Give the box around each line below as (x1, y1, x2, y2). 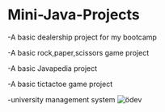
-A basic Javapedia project (7, 63, 98, 73)
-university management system (7, 94, 116, 104)
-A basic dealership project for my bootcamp (7, 32, 157, 42)
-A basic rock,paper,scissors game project (7, 48, 150, 57)
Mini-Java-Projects (7, 6, 141, 24)
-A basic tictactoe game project (7, 79, 113, 89)
